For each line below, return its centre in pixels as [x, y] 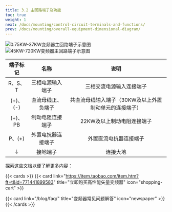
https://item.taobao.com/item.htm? [102, 176]
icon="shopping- [145, 182]
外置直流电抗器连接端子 [116, 138]
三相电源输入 [47, 83]
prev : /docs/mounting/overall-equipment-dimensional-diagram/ [73, 29]
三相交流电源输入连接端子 [116, 86]
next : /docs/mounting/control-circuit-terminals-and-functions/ [75, 24]
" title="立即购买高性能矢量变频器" [90, 182]
